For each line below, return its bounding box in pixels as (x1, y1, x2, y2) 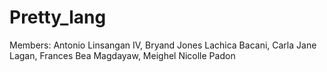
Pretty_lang (9, 6, 107, 29)
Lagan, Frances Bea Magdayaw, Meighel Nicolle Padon (9, 49, 236, 61)
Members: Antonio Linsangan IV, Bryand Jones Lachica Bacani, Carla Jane (9, 39, 317, 51)
